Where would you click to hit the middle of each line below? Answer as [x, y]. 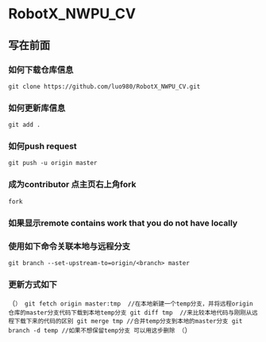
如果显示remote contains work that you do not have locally [123, 223]
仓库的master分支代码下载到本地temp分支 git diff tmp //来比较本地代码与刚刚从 [130, 313]
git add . [25, 125]
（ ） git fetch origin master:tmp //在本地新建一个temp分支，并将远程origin [131, 303]
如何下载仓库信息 [41, 70]
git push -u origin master [53, 163]
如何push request [42, 146]
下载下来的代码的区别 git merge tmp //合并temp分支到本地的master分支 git [128, 321]
